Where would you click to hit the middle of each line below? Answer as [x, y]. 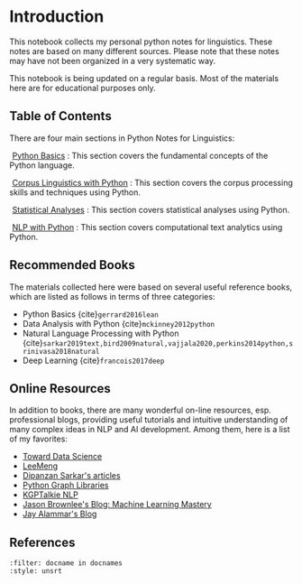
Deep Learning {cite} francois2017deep [93, 360]
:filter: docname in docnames [66, 563]
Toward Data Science [62, 457]
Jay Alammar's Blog [59, 514]
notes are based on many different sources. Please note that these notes [144, 51]
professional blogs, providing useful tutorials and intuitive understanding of [149, 420]
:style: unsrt [36, 571]
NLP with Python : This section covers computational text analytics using [147, 227]
